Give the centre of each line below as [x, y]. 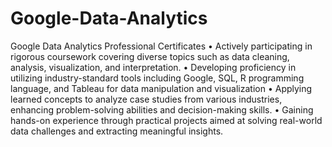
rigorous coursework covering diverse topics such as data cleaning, [150, 56]
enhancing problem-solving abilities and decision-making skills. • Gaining [162, 109]
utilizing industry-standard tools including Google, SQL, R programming [157, 78]
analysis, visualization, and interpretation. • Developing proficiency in [153, 67]
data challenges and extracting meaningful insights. [117, 131]
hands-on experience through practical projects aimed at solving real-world [166, 120]
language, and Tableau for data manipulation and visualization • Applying [161, 88]
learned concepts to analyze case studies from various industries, [146, 99]
